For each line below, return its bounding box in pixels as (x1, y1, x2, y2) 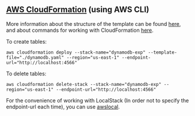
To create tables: (6, 38, 47, 45)
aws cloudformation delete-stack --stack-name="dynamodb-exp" (6, 81, 162, 87)
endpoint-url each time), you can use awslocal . (6, 103, 120, 110)
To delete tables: (6, 70, 47, 77)
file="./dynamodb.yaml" (6, 54, 65, 61)
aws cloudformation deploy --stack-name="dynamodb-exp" (6, 49, 146, 55)
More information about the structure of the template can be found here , (6, 20, 181, 27)
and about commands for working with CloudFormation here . (6, 26, 154, 34)
